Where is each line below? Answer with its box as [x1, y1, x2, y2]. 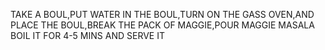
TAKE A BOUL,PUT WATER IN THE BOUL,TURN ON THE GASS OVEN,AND [10, 9, 315, 20]
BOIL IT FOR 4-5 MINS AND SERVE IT [10, 30, 165, 41]
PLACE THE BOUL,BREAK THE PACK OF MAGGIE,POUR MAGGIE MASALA [10, 19, 315, 31]
